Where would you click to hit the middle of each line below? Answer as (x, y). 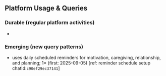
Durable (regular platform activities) (50, 23)
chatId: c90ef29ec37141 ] (36, 68)
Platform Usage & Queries (46, 8)
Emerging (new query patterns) (44, 46)
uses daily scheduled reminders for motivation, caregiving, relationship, (86, 57)
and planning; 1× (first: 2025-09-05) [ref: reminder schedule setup (81, 63)
